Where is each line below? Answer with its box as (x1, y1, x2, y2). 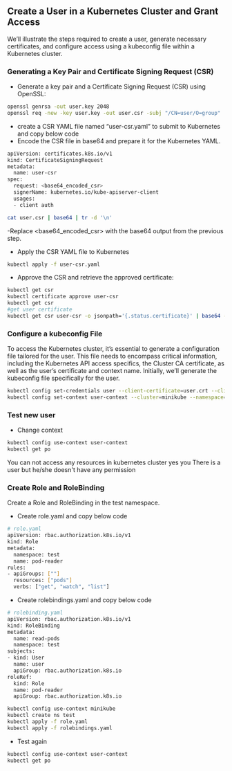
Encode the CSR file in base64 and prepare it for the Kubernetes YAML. (17, 136, 221, 145)
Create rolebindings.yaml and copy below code (17, 596, 152, 604)
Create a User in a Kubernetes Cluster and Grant (7, 6, 219, 17)
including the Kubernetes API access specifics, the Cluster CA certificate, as (7, 359, 224, 368)
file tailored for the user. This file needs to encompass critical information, (7, 352, 217, 361)
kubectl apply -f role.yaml (7, 718, 88, 725)
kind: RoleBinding (7, 622, 60, 629)
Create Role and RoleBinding (7, 482, 105, 492)
